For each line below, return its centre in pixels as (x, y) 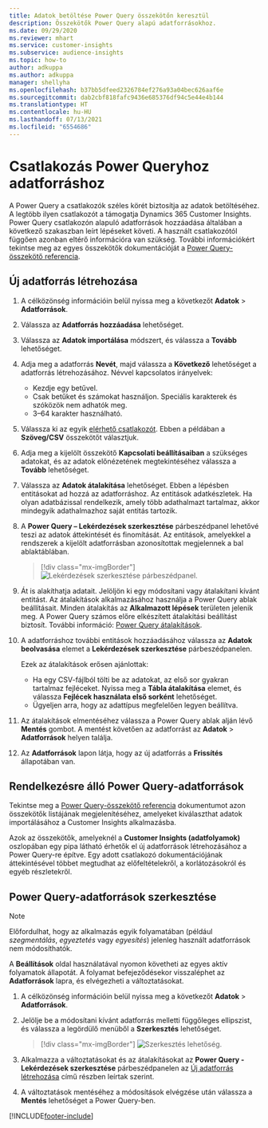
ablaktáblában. (45, 551)
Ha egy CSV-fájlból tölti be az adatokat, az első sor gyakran (130, 680)
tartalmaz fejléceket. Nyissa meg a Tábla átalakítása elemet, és (137, 688)
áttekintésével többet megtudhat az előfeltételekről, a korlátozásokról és (128, 863)
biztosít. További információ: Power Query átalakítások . (111, 625)
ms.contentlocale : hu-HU (50, 112)
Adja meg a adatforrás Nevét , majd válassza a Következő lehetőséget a (139, 364)
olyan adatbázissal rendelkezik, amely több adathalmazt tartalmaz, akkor (140, 502)
